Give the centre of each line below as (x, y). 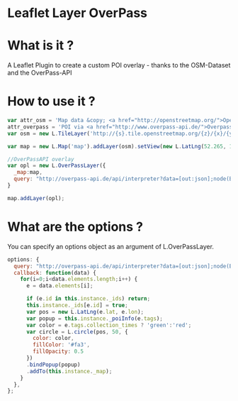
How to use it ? (51, 101)
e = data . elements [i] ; (59, 286)
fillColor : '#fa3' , (62, 345)
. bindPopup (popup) (53, 364)
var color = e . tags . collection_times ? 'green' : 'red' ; (109, 325)
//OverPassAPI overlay (41, 159)
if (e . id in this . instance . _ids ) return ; (88, 299)
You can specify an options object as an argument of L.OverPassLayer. (111, 246)
